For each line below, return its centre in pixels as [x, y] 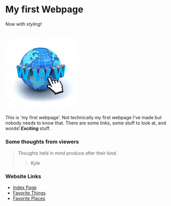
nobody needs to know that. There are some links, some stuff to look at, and [86, 123]
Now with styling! [24, 24]
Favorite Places [29, 198]
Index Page [25, 187]
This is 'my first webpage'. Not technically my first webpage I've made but [83, 118]
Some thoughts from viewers [42, 142]
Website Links [23, 176]
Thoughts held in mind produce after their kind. [68, 153]
